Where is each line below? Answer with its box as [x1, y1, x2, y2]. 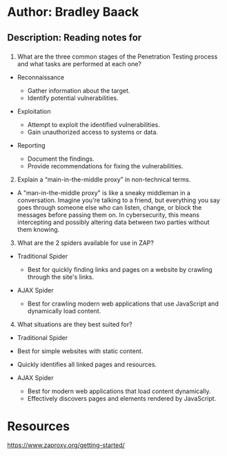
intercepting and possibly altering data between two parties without [17, 218, 210, 226]
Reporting [17, 141, 46, 149]
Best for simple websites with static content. [17, 346, 144, 355]
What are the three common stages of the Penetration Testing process [17, 52, 218, 61]
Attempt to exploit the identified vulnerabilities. [27, 120, 161, 128]
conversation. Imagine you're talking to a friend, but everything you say [17, 196, 221, 204]
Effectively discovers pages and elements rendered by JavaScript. [27, 394, 217, 402]
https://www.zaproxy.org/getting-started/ [7, 441, 126, 449]
